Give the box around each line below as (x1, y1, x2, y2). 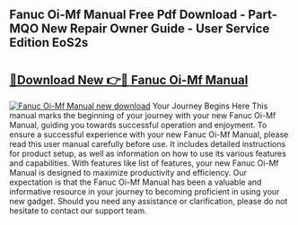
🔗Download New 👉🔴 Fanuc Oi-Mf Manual (9, 72, 249, 88)
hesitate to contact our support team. (9, 205, 147, 216)
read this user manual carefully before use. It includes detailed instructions (9, 139, 286, 149)
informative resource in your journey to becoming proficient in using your (9, 186, 280, 196)
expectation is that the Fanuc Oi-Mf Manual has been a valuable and (9, 177, 262, 187)
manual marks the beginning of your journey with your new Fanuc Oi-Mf (9, 110, 276, 120)
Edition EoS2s (9, 35, 89, 50)
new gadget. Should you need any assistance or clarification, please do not (9, 196, 288, 206)
